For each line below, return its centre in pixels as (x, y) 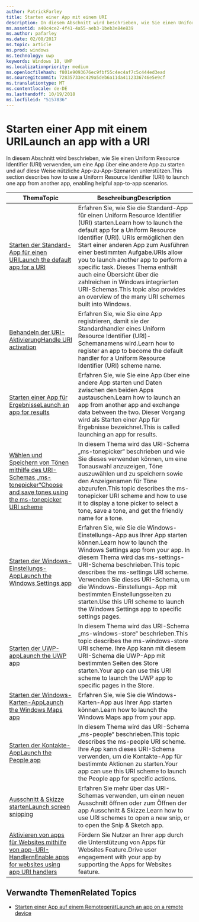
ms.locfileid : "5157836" (37, 99)
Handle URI (56, 339)
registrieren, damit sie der (114, 321)
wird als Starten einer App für (119, 419)
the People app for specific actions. (127, 778)
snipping (21, 814)
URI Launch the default (40, 259)
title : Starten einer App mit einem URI (57, 17)
